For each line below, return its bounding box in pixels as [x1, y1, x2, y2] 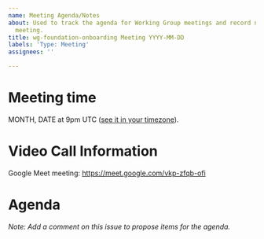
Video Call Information [8, 142, 159, 160]
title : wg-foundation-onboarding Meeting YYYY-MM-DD [8, 33, 185, 42]
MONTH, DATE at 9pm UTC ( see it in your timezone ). [8, 115, 179, 124]
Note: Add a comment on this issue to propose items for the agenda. [8, 222, 230, 231]
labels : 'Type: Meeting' [8, 41, 90, 49]
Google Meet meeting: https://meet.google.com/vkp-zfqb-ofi [8, 168, 206, 178]
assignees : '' [8, 48, 55, 56]
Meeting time [8, 89, 97, 107]
